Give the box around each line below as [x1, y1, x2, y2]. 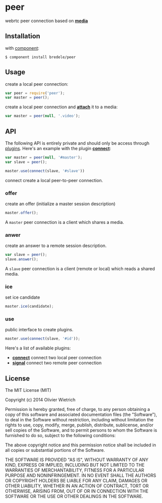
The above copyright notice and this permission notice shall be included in [5, 442, 156, 448]
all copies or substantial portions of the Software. [5, 447, 105, 453]
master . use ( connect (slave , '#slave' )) [5, 168, 85, 173]
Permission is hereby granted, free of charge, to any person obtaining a [5, 407, 150, 412]
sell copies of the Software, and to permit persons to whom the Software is [5, 427, 158, 433]
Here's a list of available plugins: [5, 345, 71, 351]
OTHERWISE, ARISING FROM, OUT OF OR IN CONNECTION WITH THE [5, 488, 149, 494]
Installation [5, 32, 40, 40]
